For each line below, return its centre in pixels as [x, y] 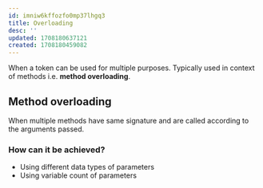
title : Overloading [41, 23]
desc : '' [23, 30]
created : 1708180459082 [48, 45]
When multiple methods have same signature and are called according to [129, 120]
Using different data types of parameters [87, 167]
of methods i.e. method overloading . [69, 76]
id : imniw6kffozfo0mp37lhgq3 [57, 16]
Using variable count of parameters [78, 175]
